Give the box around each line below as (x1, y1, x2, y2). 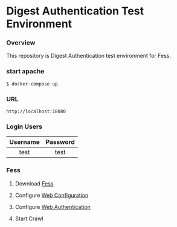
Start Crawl (14, 215, 43, 222)
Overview (6, 39, 36, 47)
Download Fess (14, 179, 54, 187)
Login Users (6, 122, 42, 131)
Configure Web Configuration (14, 191, 89, 199)
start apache (6, 67, 45, 76)
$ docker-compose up (6, 81, 59, 87)
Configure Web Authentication (14, 203, 91, 210)
